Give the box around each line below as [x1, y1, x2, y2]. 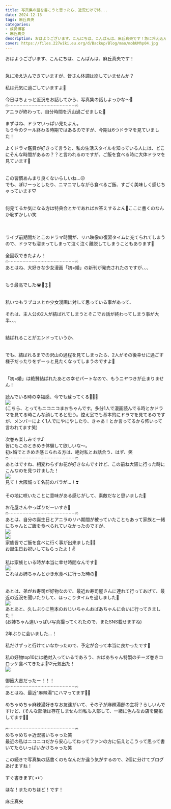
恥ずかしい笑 [9, 211, 37, 217]
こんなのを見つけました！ [5, 467, 59, 474]
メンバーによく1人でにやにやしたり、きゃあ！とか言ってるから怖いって [14, 418, 163, 424]
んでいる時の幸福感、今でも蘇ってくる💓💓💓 [9, 393, 98, 399]
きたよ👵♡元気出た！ [32, 660, 75, 666]
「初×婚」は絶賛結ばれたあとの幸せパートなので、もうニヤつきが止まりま [5, 375, 159, 381]
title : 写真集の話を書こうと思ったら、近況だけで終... [5, 7, 108, 13]
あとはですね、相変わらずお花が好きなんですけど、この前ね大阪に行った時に [5, 461, 165, 467]
